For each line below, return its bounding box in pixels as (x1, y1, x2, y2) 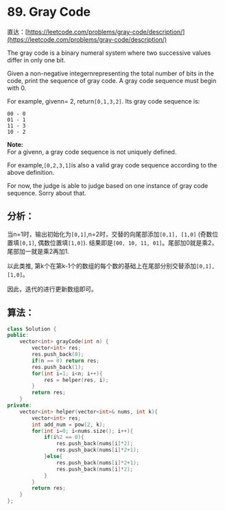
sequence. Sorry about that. (7, 189, 87, 197)
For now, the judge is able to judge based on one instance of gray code (7, 181, 209, 189)
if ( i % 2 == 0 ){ (43, 433, 84, 441)
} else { (43, 453, 63, 460)
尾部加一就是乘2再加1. (7, 247, 70, 255)
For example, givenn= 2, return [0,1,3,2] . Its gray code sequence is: (7, 97, 200, 105)
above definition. (7, 168, 55, 176)
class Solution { (7, 325, 57, 333)
